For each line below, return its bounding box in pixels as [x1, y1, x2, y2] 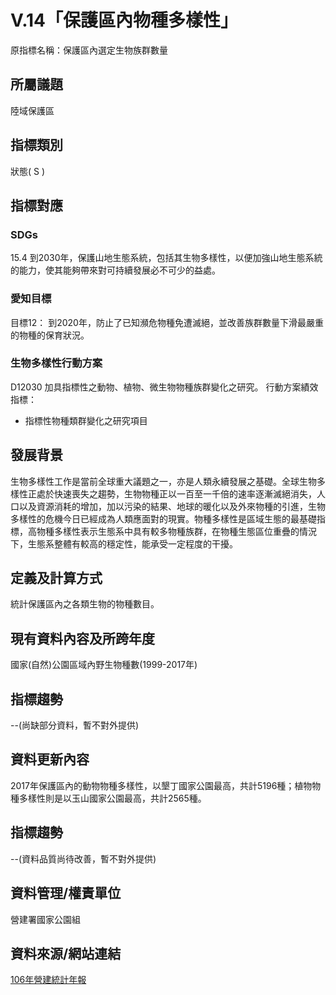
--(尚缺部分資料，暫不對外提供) [10, 719, 140, 731]
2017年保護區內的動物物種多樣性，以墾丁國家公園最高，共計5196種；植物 [10, 779, 313, 791]
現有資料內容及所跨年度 [10, 630, 155, 647]
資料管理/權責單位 [10, 885, 122, 902]
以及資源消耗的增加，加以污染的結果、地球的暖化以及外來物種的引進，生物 [18, 500, 326, 512]
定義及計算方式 [10, 570, 103, 587]
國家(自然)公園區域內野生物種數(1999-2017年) [10, 659, 198, 671]
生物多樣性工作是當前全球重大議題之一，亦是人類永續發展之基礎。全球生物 [10, 475, 317, 487]
